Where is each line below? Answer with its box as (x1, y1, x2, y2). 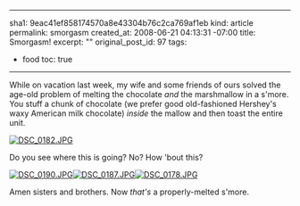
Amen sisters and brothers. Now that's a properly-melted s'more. (9, 186, 250, 197)
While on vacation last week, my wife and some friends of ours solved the (9, 79, 281, 90)
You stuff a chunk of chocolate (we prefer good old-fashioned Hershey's (9, 99, 277, 109)
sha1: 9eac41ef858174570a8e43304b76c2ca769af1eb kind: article (9, 18, 254, 28)
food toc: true (21, 54, 73, 64)
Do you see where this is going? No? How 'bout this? (9, 152, 204, 162)
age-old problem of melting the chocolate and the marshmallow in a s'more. (9, 89, 289, 99)
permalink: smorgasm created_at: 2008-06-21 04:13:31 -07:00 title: (9, 28, 256, 37)
